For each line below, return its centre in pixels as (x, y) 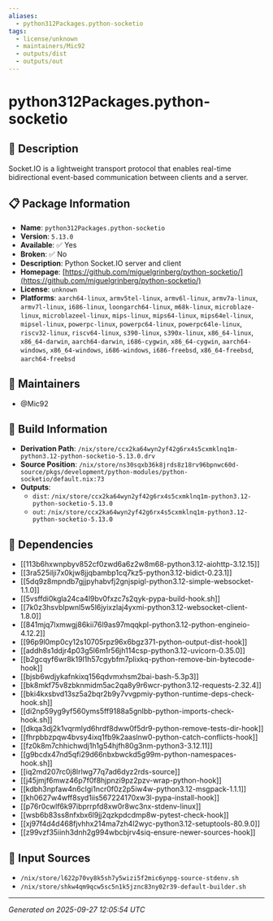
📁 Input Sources (50, 858)
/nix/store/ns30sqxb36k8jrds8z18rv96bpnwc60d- (159, 465)
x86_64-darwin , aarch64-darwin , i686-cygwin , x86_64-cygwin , (120, 341)
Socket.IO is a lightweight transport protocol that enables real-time (120, 169)
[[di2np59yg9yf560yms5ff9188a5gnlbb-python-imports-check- (127, 711)
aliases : (23, 16)
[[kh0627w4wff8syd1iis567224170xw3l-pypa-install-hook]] (120, 798)
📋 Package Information (69, 204)
